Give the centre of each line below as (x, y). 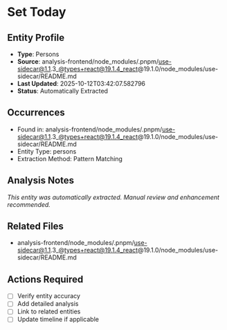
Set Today (37, 12)
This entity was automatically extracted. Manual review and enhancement (113, 197)
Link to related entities (49, 311)
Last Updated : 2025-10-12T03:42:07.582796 (81, 83)
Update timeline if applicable (58, 320)
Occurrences (36, 112)
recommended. (29, 204)
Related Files (36, 227)
